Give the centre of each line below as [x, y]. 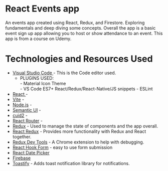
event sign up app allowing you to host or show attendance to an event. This [84, 33]
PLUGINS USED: [37, 78]
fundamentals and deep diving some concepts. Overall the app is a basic [80, 28]
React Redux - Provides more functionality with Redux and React [79, 131]
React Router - [28, 120]
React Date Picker [31, 152]
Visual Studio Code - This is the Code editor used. [64, 73]
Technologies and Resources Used [79, 59]
